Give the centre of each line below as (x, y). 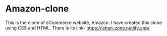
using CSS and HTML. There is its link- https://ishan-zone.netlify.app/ (77, 27)
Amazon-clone (37, 9)
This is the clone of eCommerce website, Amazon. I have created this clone (84, 22)
